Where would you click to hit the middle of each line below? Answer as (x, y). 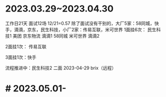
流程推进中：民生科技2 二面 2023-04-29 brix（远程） (61, 68)
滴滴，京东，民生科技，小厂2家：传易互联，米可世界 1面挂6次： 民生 (85, 29)
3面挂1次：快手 (21, 57)
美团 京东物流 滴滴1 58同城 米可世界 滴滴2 (56, 36)
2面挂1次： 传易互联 (26, 46)
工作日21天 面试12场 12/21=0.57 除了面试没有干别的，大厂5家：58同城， (80, 23)
